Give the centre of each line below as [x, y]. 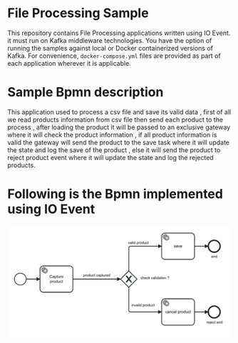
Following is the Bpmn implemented [115, 194]
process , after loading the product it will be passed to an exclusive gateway [119, 127]
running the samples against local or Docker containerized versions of [110, 48]
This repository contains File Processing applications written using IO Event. [119, 33]
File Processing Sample [78, 13]
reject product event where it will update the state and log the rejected [110, 157]
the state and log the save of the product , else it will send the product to [114, 150]
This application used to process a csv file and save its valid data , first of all [119, 111]
